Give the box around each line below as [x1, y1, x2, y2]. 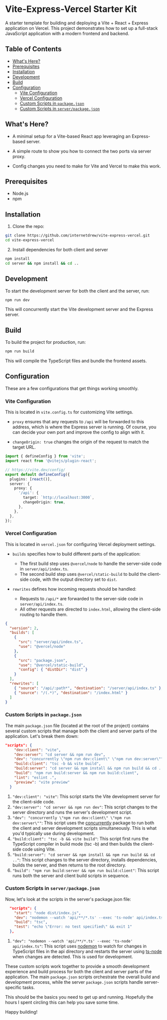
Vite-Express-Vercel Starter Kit [5, 3, 137, 15]
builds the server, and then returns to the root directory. [12, 862, 127, 868]
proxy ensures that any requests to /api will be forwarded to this [12, 419, 144, 425]
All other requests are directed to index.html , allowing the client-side [19, 606, 161, 612]
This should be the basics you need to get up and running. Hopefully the [5, 994, 154, 1000]
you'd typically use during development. [12, 830, 95, 836]
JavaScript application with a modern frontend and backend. [5, 30, 129, 36]
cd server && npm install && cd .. [5, 261, 79, 266]
